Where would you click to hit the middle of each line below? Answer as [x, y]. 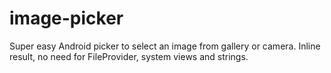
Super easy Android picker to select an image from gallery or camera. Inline [165, 46]
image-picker [66, 18]
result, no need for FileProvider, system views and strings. [129, 56]
